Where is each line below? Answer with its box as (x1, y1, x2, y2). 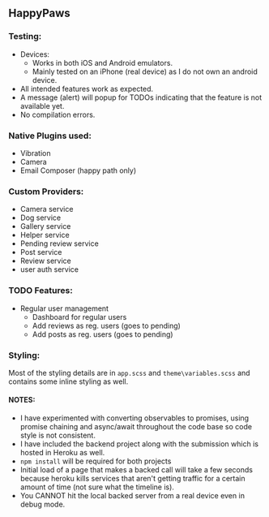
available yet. (19, 101, 65, 110)
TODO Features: (8, 285, 73, 296)
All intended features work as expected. (19, 84, 154, 93)
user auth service (19, 265, 79, 274)
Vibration (19, 148, 51, 157)
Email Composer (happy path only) (19, 166, 137, 175)
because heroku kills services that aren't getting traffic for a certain (19, 474, 246, 484)
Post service (19, 248, 62, 257)
